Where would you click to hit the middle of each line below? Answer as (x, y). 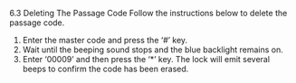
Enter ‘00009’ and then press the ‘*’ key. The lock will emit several (146, 59)
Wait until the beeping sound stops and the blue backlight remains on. (153, 50)
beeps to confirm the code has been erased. (105, 69)
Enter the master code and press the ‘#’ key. (105, 40)
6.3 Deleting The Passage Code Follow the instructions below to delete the (148, 13)
